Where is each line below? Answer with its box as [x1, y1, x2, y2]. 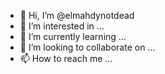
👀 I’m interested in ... [19, 20, 105, 32]
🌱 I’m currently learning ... [19, 31, 127, 42]
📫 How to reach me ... [19, 53, 113, 64]
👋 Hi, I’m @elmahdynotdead [19, 10, 135, 21]
